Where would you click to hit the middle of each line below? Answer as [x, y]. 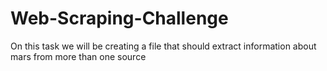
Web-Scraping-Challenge [119, 18]
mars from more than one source [78, 56]
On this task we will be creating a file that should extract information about [163, 46]
